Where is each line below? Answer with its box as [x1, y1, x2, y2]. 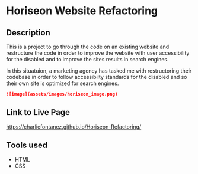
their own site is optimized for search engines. [6, 80, 119, 87]
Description [6, 28, 50, 38]
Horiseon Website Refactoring [6, 4, 158, 18]
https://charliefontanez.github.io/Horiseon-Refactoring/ [6, 123, 142, 130]
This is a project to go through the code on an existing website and [6, 43, 170, 50]
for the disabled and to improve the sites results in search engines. [6, 56, 169, 63]
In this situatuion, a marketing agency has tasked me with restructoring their [6, 67, 192, 74]
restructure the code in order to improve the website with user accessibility [6, 50, 190, 57]
